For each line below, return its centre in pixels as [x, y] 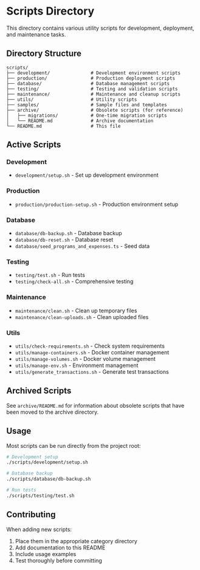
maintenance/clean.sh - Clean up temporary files [76, 311]
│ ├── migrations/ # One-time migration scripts [87, 115]
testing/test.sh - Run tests [50, 275]
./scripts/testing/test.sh [40, 496]
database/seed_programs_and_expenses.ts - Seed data [82, 246]
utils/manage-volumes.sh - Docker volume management [85, 359]
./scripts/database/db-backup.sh [49, 479]
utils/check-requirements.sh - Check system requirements [90, 346]
